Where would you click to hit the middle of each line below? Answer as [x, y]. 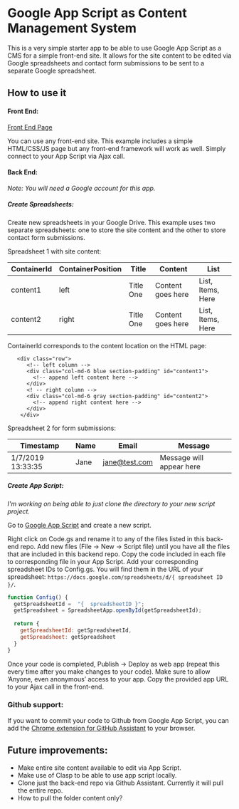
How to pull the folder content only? [70, 798]
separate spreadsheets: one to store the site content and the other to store [117, 230]
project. [19, 511]
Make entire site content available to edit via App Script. [99, 768]
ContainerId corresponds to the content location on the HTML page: [107, 345]
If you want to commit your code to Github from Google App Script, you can [118, 720]
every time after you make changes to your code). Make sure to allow [109, 672]
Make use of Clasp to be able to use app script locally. [97, 775]
